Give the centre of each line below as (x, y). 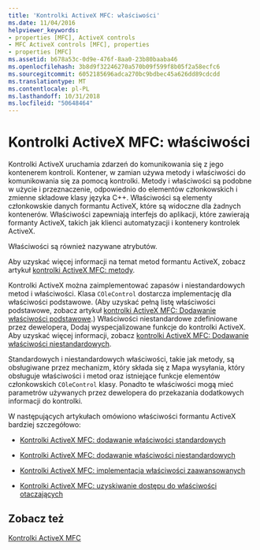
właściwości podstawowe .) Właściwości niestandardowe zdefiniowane (123, 319)
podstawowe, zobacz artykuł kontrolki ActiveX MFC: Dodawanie (112, 310)
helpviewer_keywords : (44, 30)
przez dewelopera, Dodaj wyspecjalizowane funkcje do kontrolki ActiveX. (127, 327)
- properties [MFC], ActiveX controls (72, 37)
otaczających (41, 494)
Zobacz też (36, 519)
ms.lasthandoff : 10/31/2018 (54, 96)
